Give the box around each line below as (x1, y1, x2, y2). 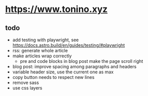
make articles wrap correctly (12, 53, 72, 59)
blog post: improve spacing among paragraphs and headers (12, 64, 137, 69)
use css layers (12, 85, 43, 91)
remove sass (12, 79, 39, 85)
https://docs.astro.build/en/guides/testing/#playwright (12, 42, 125, 48)
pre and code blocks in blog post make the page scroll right (20, 58, 143, 64)
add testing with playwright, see (12, 37, 79, 43)
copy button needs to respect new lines (12, 74, 95, 80)
